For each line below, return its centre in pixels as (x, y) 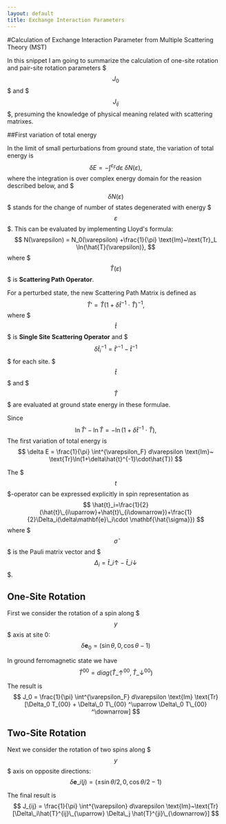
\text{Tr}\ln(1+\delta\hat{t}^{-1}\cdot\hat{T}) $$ (116, 459)
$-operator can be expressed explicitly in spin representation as (98, 494)
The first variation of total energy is (57, 441)
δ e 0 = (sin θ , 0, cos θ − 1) (116, 646)
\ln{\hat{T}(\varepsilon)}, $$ (116, 247)
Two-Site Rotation (47, 733)
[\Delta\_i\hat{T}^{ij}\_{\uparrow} (59, 814)
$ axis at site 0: (29, 635)
